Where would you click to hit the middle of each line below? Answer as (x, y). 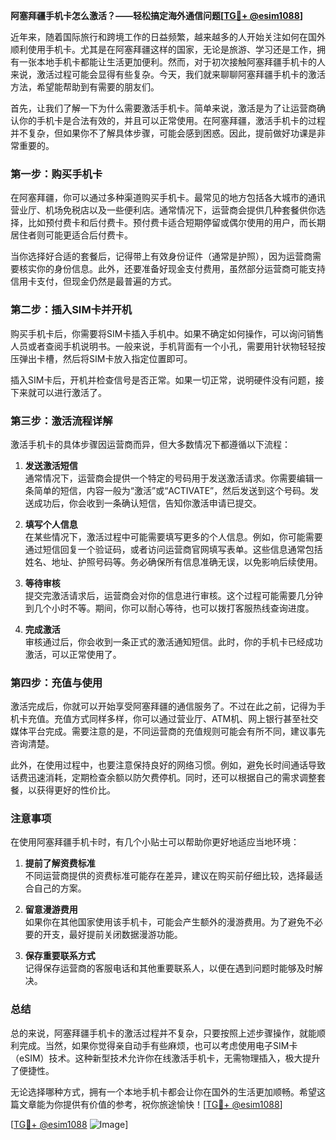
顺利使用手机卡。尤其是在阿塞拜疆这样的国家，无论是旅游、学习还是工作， (163, 49)
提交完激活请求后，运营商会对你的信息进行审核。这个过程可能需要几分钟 (173, 595)
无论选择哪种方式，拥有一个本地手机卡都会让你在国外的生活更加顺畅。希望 (163, 1091)
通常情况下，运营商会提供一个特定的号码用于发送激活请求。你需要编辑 (169, 478)
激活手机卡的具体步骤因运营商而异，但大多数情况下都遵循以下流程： (150, 444)
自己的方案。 (60, 888)
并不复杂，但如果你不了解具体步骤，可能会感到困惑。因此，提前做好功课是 (163, 133)
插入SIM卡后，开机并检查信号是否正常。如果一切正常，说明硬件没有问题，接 (167, 380)
